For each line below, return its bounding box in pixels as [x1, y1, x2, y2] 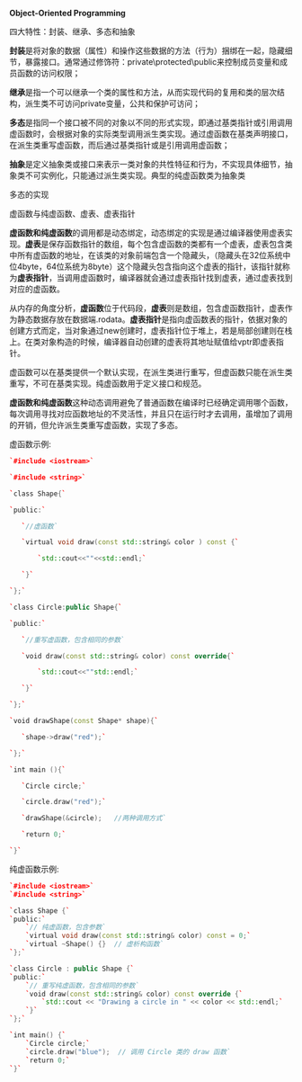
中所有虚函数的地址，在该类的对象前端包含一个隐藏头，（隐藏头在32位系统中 [9, 250, 291, 260]
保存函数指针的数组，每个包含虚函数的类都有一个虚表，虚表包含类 [48, 238, 293, 249]
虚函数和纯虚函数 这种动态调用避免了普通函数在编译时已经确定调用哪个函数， [9, 398, 293, 407]
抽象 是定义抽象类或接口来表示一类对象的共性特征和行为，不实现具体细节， [9, 159, 285, 169]
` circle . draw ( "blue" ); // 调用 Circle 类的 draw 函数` [25, 1047, 231, 1056]
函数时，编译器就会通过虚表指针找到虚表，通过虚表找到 [87, 273, 293, 282]
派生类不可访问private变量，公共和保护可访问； [24, 98, 200, 109]
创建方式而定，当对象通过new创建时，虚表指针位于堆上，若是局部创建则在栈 [9, 326, 293, 335]
